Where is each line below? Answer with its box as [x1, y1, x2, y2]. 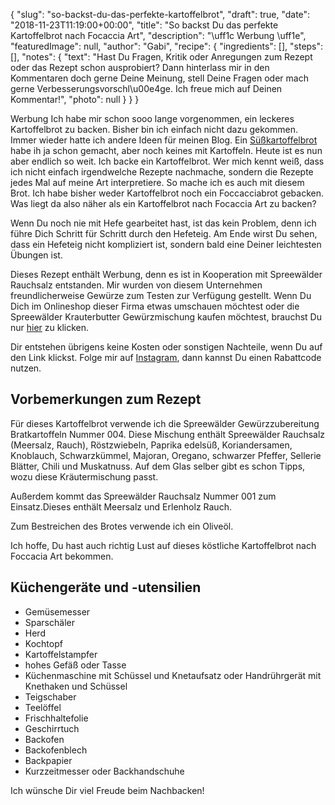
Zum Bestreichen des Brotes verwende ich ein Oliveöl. [10, 520, 234, 532]
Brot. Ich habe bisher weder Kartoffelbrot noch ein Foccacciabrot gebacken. [10, 187, 324, 199]
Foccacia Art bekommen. [10, 550, 114, 562]
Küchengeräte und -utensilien [10, 579, 202, 596]
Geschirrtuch [24, 722, 80, 734]
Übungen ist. [10, 249, 63, 261]
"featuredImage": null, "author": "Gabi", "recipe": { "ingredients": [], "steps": [10, 40, 324, 52]
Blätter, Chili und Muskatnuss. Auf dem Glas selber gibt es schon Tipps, [10, 460, 306, 472]
